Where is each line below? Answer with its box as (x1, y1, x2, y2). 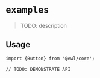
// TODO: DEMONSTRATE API (5, 66, 70, 72)
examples (5, 4, 49, 16)
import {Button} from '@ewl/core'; (5, 56, 95, 62)
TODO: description (20, 22, 67, 29)
